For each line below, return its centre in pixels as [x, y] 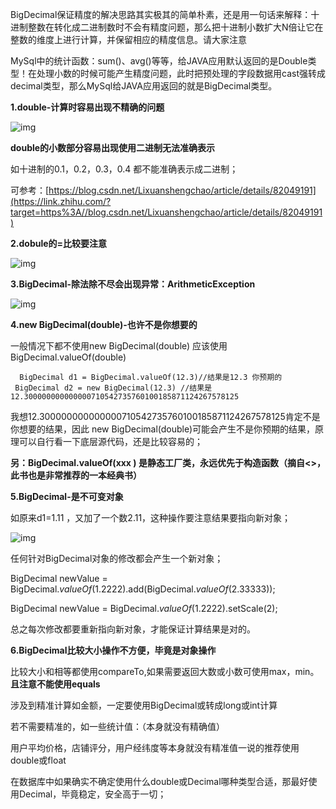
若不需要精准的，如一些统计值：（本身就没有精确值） [117, 726]
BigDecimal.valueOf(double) [68, 357]
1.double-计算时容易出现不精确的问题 [87, 107]
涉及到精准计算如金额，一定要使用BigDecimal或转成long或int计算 [144, 705]
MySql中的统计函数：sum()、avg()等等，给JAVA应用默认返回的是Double [159, 61]
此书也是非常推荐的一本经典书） [76, 475]
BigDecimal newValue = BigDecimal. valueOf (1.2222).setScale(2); [144, 608]
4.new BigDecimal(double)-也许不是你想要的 [104, 324]
